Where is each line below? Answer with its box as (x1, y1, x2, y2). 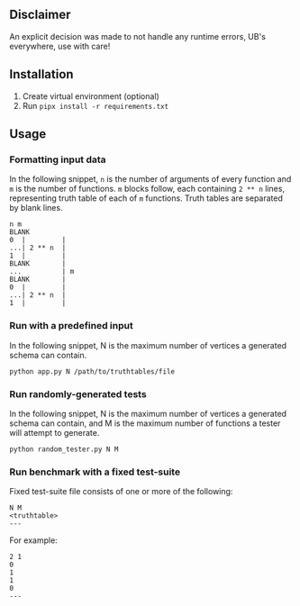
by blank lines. (9, 203, 63, 213)
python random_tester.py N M (9, 445, 119, 454)
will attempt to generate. (9, 427, 100, 438)
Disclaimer (9, 7, 71, 23)
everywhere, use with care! (9, 41, 111, 51)
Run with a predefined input (9, 320, 133, 332)
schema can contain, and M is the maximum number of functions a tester (9, 418, 281, 429)
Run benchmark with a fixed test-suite (9, 466, 181, 478)
